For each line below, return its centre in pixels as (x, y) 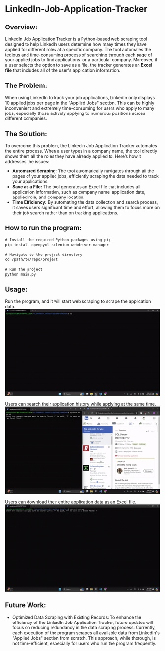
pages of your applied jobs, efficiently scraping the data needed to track (85, 176)
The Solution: (26, 134)
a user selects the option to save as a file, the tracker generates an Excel (79, 65)
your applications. (30, 181)
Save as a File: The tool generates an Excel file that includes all (76, 186)
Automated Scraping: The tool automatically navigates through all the (83, 171)
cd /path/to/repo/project (31, 260)
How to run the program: (43, 228)
